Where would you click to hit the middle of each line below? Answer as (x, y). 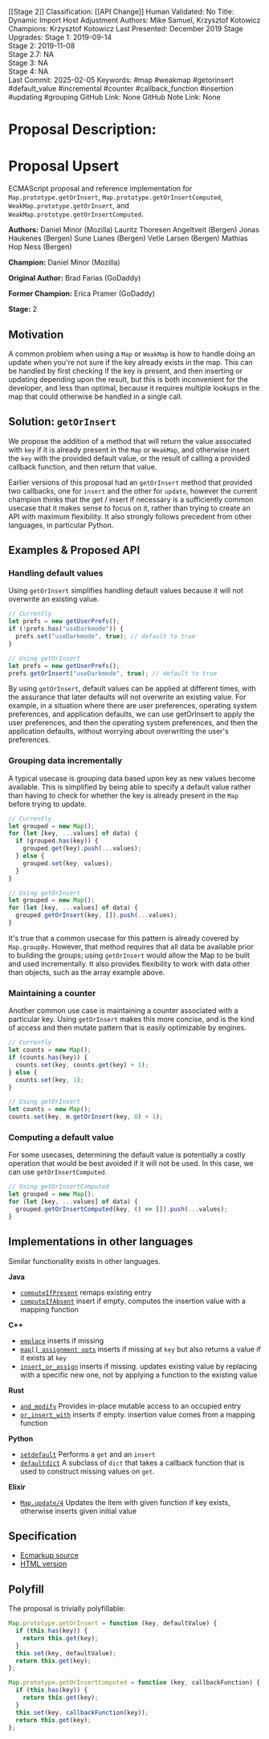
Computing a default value (61, 1137)
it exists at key (43, 1357)
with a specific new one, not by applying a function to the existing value (139, 1375)
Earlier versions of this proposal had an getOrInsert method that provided (130, 482)
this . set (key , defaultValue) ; (66, 1653)
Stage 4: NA (29, 71)
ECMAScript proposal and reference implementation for (100, 189)
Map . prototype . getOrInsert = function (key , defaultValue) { (113, 1623)
